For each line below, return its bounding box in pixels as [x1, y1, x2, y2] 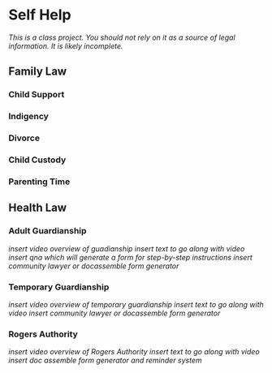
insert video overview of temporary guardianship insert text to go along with [8, 299, 264, 309]
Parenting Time [8, 176, 71, 187]
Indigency [8, 111, 49, 122]
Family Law [8, 65, 67, 79]
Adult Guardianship [8, 225, 87, 237]
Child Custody [8, 154, 67, 165]
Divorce [8, 132, 41, 144]
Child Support [8, 89, 65, 101]
